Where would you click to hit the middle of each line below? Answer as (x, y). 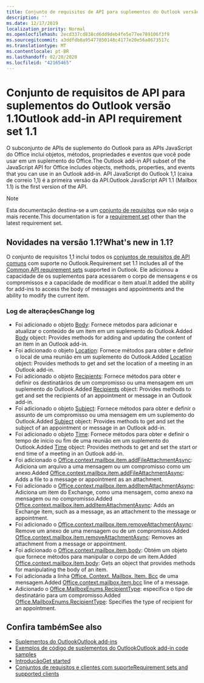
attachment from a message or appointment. (71, 543)
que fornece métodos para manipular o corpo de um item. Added (96, 556)
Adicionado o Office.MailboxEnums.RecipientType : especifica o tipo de (104, 588)
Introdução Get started (43, 661)
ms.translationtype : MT (36, 46)
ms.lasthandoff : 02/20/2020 (42, 57)
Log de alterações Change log (51, 311)
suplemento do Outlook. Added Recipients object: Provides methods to (103, 389)
